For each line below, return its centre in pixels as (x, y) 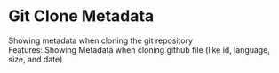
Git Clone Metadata (81, 16)
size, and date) (36, 59)
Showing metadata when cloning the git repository (100, 40)
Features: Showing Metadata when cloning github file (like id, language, (139, 49)
